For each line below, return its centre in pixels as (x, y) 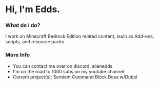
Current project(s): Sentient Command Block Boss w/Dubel (75, 77)
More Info (18, 55)
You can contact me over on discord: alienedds (63, 66)
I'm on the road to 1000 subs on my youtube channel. (69, 71)
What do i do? (23, 25)
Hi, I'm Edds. (33, 9)
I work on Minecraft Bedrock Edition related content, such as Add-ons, (80, 36)
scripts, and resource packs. (35, 42)
